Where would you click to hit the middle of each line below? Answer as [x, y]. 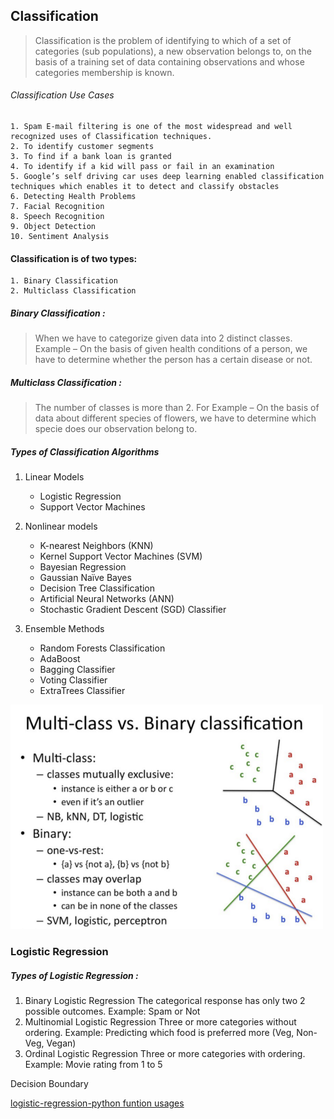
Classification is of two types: [74, 258]
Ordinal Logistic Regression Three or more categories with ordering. [165, 1054]
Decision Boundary [49, 1084]
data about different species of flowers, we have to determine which [175, 418]
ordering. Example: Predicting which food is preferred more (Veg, [159, 1033]
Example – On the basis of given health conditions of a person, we [171, 349]
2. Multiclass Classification [73, 291]
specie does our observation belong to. [116, 429]
